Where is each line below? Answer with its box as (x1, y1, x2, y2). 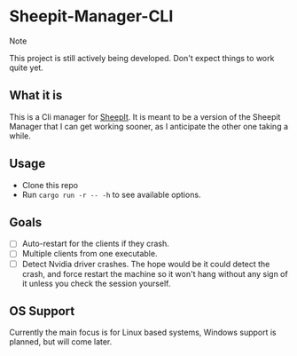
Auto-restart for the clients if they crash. (21, 238, 170, 249)
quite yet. (9, 62, 44, 73)
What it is (9, 88, 63, 103)
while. (9, 131, 31, 141)
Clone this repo (21, 179, 78, 190)
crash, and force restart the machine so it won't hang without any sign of (21, 268, 288, 279)
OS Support (9, 304, 75, 319)
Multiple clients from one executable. (21, 249, 158, 259)
